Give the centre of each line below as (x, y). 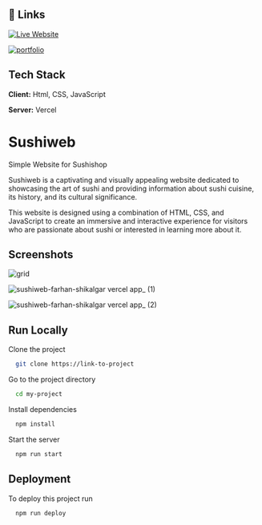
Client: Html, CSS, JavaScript (57, 94)
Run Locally (38, 330)
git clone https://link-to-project (75, 364)
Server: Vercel (32, 110)
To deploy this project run (51, 499)
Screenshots (41, 254)
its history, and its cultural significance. (73, 196)
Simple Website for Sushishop (58, 164)
